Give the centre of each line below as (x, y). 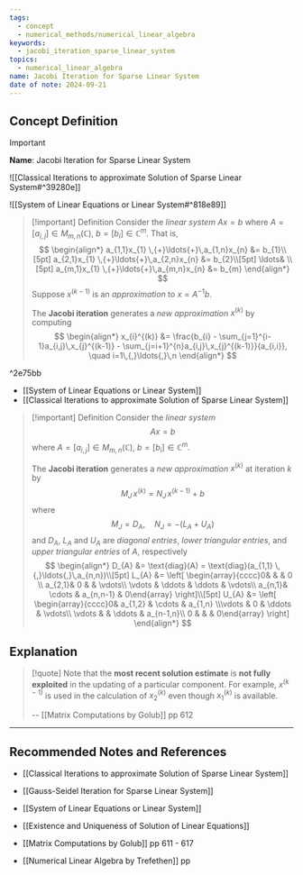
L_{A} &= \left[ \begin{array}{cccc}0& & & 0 (212, 575)
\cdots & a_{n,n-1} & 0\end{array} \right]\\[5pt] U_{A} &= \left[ (163, 595)
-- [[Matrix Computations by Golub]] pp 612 (112, 715)
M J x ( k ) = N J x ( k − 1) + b (162, 494)
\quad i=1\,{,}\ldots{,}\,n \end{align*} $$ (163, 356)
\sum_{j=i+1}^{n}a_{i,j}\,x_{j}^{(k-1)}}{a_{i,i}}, (205, 346)
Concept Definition (64, 121)
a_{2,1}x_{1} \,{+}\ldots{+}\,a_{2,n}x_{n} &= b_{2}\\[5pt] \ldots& (169, 259)
